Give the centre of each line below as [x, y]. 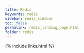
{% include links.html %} [30, 46]
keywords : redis [21, 14]
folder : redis [19, 32]
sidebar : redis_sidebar [29, 18]
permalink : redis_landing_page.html [42, 28]
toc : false [16, 23]
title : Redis [18, 9]
